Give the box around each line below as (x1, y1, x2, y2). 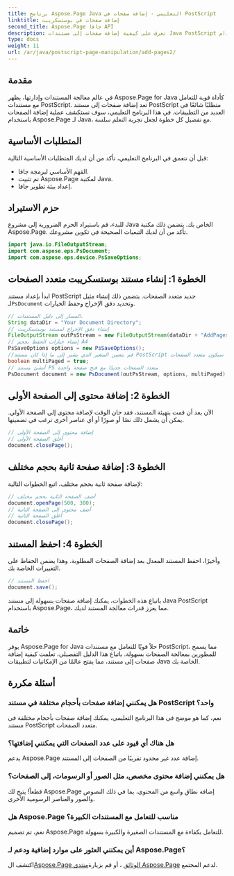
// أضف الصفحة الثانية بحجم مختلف (8, 493, 96, 500)
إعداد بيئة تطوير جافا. (17, 182, 72, 190)
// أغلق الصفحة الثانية (8, 512, 62, 519)
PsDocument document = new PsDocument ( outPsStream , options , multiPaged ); (8, 371, 229, 378)
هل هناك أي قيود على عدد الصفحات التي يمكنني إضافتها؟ (8, 739, 175, 748)
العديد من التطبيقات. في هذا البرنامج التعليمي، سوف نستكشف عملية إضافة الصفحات (8, 108, 225, 116)
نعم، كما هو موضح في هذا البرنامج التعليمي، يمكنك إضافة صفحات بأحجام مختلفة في (8, 714, 222, 722)
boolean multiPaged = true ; (8, 357, 90, 364)
